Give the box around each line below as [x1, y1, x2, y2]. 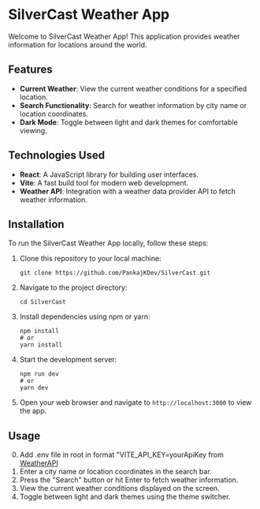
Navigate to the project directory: [19, 283, 128, 293]
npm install [19, 327, 59, 335]
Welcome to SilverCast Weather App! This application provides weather [8, 32, 240, 41]
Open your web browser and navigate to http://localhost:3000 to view [19, 398, 252, 407]
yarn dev [19, 384, 49, 392]
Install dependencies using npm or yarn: [19, 312, 151, 321]
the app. [19, 406, 47, 416]
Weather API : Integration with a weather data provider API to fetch [19, 186, 236, 196]
